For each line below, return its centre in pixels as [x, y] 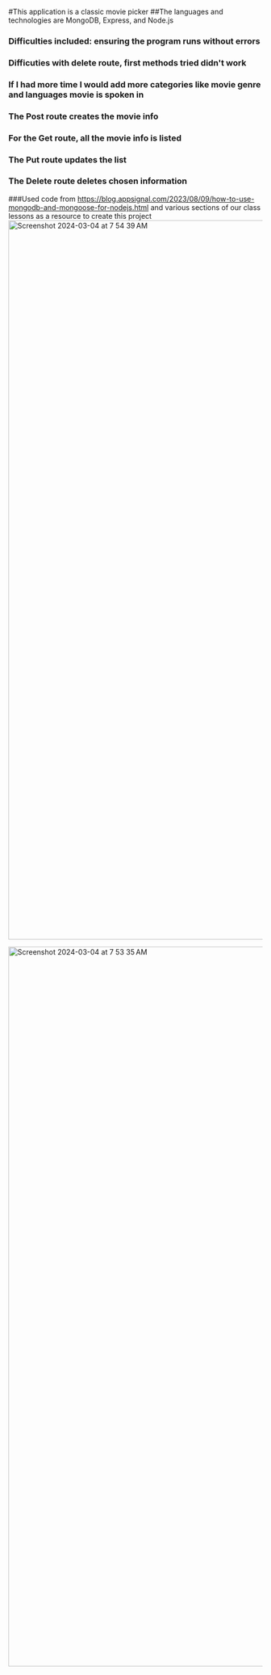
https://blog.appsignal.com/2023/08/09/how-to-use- [166, 199]
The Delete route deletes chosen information [98, 181]
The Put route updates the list [68, 159]
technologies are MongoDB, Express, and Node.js [91, 20]
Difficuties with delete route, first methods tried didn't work [127, 62]
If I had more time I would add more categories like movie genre [135, 84]
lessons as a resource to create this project [80, 216]
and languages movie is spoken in [76, 94]
